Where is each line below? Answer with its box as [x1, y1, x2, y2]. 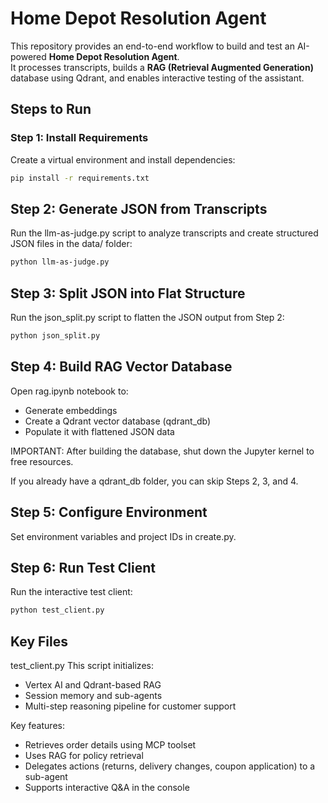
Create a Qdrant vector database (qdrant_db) [24, 415, 212, 427]
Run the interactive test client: [10, 586, 133, 598]
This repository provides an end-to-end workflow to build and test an [10, 40, 295, 52]
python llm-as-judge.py [10, 257, 110, 267]
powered [10, 50, 47, 62]
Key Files [10, 633, 68, 650]
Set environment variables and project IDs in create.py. [10, 530, 237, 542]
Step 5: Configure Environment [10, 504, 208, 521]
